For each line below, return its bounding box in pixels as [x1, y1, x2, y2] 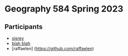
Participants [4, 23, 43, 31]
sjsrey [11, 35, 24, 41]
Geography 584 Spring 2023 [4, 3, 124, 14]
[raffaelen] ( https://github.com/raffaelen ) [11, 46, 94, 51]
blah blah [11, 41, 30, 46]
